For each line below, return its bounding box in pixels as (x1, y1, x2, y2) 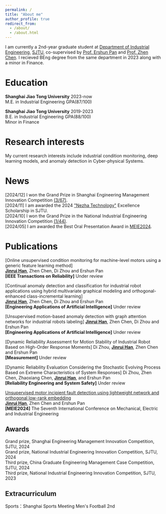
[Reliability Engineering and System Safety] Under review (5, 380, 125, 386)
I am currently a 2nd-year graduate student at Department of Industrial (5, 44, 150, 50)
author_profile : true (5, 16, 50, 21)
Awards (5, 425, 30, 434)
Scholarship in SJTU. (5, 207, 48, 213)
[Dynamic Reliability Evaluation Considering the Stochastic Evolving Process (5, 364, 161, 370)
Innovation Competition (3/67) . (5, 197, 68, 203)
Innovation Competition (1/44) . (5, 218, 67, 224)
